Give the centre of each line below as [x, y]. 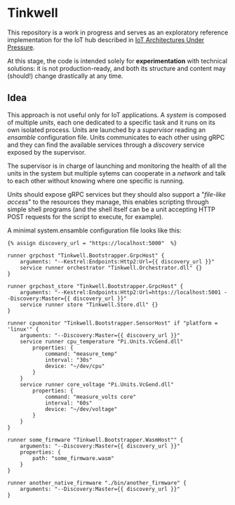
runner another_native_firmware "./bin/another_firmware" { [97, 483]
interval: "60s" [68, 403]
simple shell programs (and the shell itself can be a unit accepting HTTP [112, 209]
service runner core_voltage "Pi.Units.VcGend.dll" [97, 384]
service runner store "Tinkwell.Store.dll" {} [89, 304]
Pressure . [21, 47]
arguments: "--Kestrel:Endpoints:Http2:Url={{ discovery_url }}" [117, 261]
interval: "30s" [68, 360]
